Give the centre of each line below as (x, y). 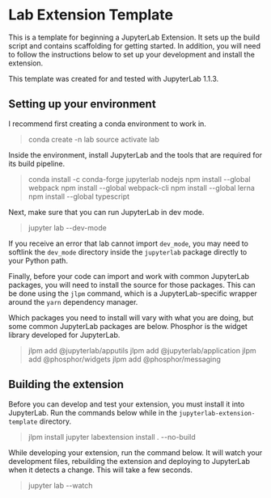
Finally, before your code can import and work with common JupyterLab (129, 276)
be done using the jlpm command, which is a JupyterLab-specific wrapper (133, 293)
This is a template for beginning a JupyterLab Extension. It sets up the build (134, 37)
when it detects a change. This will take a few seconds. (100, 470)
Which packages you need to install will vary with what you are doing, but (131, 318)
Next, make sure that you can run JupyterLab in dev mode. (106, 212)
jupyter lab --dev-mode (67, 227)
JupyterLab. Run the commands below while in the (93, 412)
